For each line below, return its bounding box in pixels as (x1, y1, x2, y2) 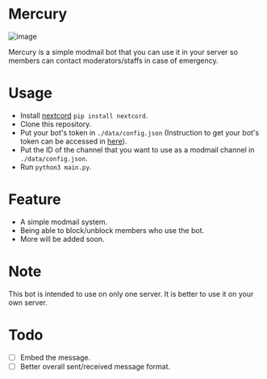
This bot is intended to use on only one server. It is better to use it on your (8, 289, 254, 298)
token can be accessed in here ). (19, 136, 127, 146)
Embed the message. (19, 352, 91, 362)
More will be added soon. (19, 234, 105, 244)
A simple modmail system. (19, 217, 108, 227)
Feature (8, 190, 61, 209)
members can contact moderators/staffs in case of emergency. (8, 56, 219, 65)
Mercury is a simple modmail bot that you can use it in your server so (8, 47, 238, 56)
